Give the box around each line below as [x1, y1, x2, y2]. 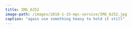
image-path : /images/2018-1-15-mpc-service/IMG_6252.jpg [5, 12, 127, 17]
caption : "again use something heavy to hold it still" [5, 16, 125, 21]
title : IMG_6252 [5, 7, 39, 12]
